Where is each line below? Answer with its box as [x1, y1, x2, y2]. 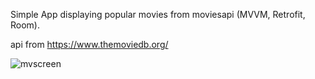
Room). [10, 19, 40, 31]
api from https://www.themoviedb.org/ [10, 39, 169, 50]
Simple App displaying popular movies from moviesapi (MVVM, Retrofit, [10, 9, 306, 20]
